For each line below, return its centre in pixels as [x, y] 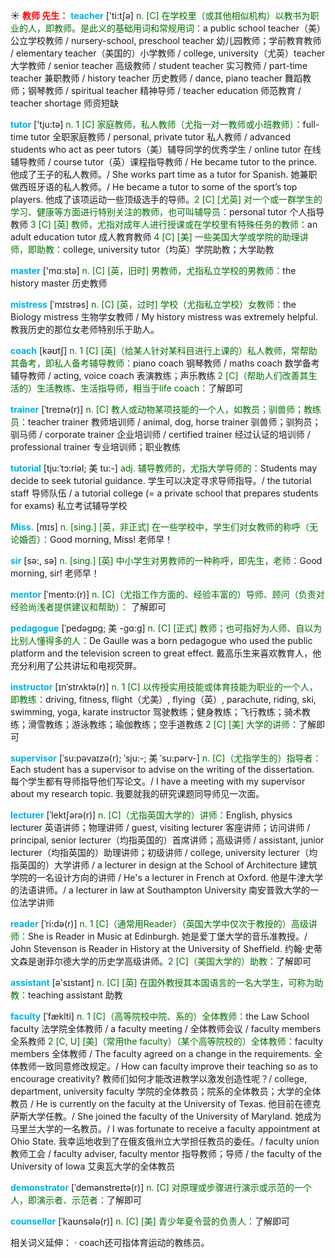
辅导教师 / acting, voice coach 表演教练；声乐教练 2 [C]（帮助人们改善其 [159, 375]
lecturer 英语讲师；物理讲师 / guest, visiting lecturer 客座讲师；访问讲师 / [160, 827]
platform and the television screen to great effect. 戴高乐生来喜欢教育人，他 [166, 653]
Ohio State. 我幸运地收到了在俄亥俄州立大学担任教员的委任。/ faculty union [165, 1141]
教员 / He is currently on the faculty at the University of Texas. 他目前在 [157, 1103]
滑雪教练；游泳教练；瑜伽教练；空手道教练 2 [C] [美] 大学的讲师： [163, 724]
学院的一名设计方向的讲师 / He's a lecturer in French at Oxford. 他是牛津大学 [167, 877]
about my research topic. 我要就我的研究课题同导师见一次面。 [137, 793]
